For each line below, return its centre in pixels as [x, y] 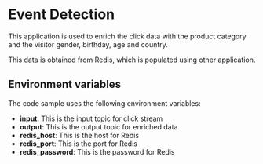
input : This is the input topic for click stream [91, 118]
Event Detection [62, 15]
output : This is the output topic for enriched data [99, 126]
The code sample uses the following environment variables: [105, 103]
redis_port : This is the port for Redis [78, 144]
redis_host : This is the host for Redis [79, 135]
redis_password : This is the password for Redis [97, 151]
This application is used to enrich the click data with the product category [127, 36]
